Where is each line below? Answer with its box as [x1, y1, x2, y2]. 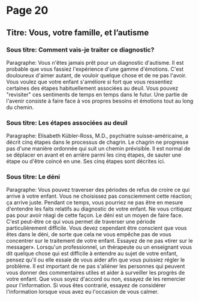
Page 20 [6, 4, 49, 17]
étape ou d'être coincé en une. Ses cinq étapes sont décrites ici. [6, 158, 165, 165]
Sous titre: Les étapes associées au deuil [6, 118, 128, 127]
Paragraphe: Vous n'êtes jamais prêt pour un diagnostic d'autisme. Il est [6, 59, 184, 66]
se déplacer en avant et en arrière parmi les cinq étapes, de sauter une [6, 151, 182, 159]
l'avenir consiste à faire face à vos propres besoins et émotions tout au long [6, 97, 194, 104]
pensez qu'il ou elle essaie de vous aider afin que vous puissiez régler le [6, 256, 185, 264]
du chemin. [6, 103, 34, 111]
